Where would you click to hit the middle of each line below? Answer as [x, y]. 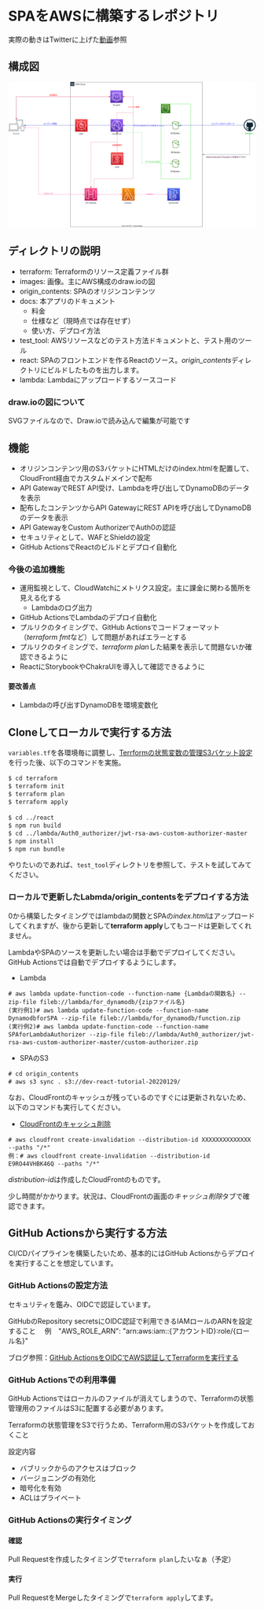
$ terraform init [37, 787]
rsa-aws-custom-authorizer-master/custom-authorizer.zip [103, 1042]
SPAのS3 [34, 1058]
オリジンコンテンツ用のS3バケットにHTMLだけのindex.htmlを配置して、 [136, 468]
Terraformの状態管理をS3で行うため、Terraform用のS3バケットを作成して [128, 1425]
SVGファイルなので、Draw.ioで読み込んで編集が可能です [99, 421]
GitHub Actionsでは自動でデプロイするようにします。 [94, 962]
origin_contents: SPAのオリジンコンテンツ [87, 291]
